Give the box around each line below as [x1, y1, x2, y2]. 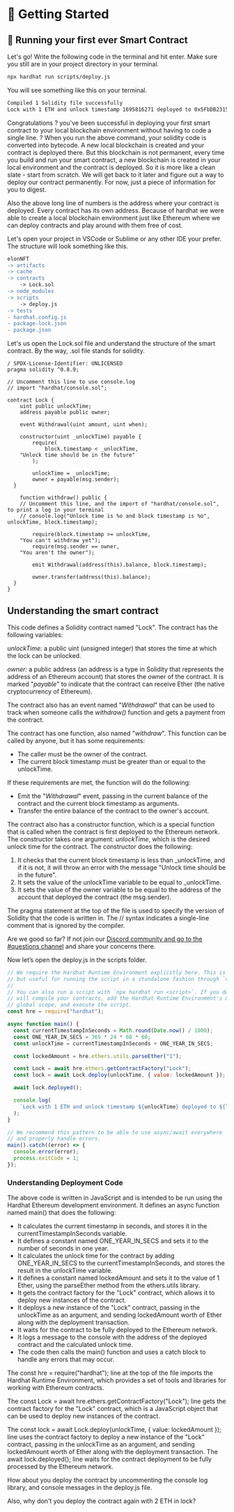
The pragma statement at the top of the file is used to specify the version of [7, 906, 224, 915]
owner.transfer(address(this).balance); [32, 574, 151, 581]
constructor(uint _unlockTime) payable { [19, 434, 141, 441]
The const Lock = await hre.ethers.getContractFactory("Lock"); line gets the [7, 1397, 226, 1405]
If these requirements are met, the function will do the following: [7, 778, 191, 786]
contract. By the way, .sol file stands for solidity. [7, 346, 145, 355]
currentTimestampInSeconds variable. [17, 1230, 127, 1238]
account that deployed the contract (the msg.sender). [17, 892, 172, 901]
